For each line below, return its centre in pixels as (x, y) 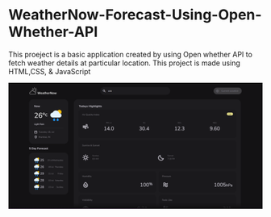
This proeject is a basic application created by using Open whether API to (130, 54)
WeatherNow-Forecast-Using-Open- (135, 15)
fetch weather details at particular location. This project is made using (124, 63)
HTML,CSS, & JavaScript (50, 71)
